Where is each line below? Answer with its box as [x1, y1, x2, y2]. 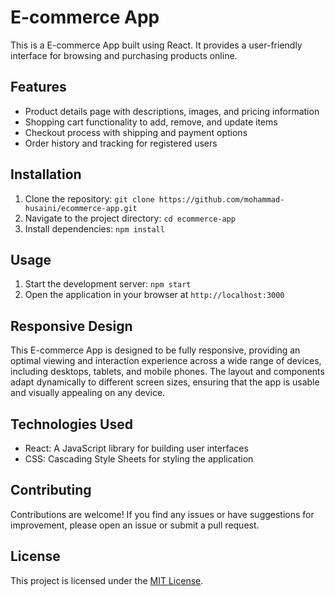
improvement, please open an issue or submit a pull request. [10, 519, 260, 531]
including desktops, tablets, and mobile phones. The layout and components [10, 366, 325, 378]
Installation [10, 166, 82, 183]
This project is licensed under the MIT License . [10, 574, 204, 586]
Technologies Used [10, 416, 133, 433]
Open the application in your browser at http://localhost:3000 [24, 289, 285, 301]
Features [10, 79, 67, 96]
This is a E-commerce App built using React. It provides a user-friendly [10, 39, 303, 51]
